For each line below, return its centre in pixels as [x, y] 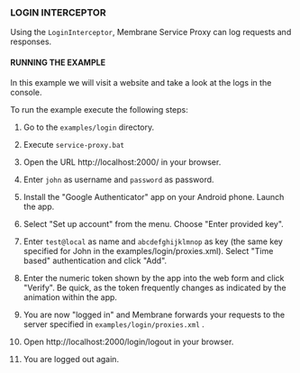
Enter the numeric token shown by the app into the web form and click [154, 277]
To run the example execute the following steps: [99, 109]
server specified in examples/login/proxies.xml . [114, 324]
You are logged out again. [71, 359]
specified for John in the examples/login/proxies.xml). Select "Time [148, 250]
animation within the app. [70, 297]
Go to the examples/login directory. [89, 127]
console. [27, 92]
